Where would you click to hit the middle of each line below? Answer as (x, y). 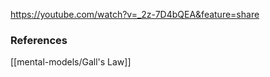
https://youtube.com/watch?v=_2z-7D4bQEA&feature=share (135, 14)
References (39, 40)
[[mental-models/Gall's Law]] (71, 62)
